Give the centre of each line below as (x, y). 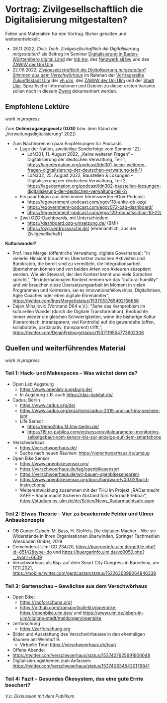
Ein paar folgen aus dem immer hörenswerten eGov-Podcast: (82, 196)
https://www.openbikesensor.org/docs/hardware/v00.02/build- (84, 479)
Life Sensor (32, 421)
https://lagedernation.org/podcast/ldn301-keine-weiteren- (87, 165)
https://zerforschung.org (45, 629)
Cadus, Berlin (26, 400)
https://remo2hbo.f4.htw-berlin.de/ (63, 426)
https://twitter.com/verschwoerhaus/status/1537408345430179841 (81, 666)
